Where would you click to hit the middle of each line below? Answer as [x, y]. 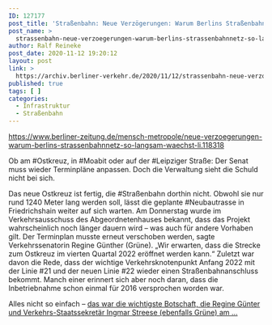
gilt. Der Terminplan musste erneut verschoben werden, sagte [112, 236]
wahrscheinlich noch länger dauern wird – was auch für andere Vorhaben [131, 228]
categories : [28, 99]
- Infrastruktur [43, 106]
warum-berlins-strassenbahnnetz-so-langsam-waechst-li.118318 [117, 145]
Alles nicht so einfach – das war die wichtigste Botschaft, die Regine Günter [134, 304]
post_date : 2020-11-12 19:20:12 [63, 53]
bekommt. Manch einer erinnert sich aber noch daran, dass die [113, 279]
